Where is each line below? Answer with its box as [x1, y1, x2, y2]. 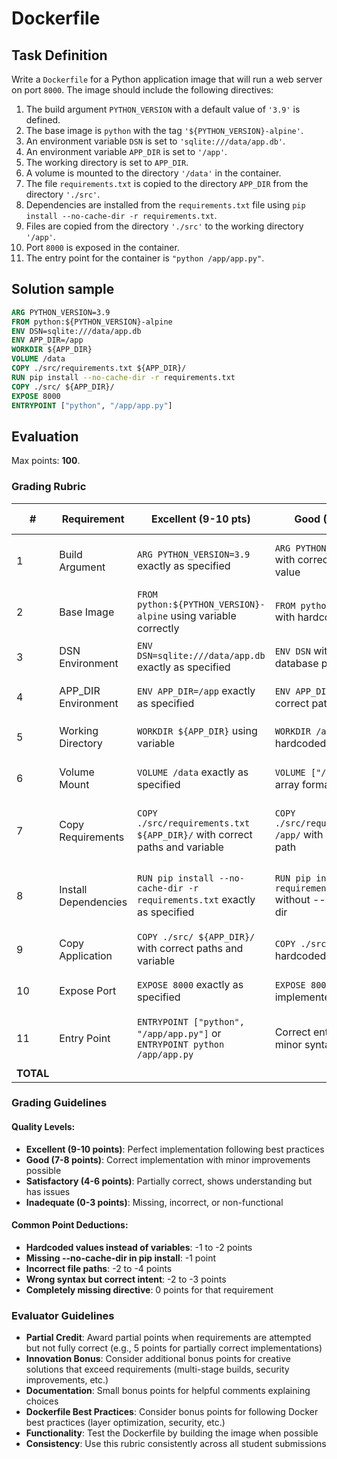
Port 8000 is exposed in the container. [25, 242, 180, 253]
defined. [25, 114, 61, 126]
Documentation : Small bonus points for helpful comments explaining [25, 1385, 311, 1397]
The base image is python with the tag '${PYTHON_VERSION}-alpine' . [25, 125, 304, 136]
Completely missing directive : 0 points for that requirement [25, 1283, 274, 1296]
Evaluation [11, 428, 79, 445]
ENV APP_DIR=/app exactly [137, 683, 256, 697]
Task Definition [11, 47, 108, 64]
